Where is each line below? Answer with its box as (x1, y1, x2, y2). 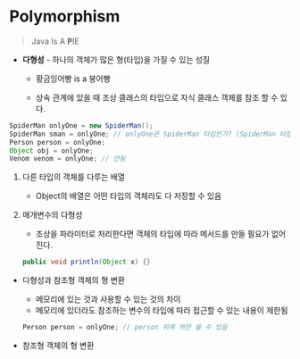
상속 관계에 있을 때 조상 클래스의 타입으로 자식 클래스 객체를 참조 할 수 (35, 92, 279, 103)
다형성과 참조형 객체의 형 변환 (21, 275, 125, 286)
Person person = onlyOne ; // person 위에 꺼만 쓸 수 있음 (21, 323, 228, 332)
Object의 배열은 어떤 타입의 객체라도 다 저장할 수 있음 (35, 190, 222, 202)
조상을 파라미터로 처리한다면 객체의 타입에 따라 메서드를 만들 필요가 (35, 229, 270, 239)
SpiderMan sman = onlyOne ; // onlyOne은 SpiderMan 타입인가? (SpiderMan (9, 129, 277, 138)
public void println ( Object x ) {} (21, 257, 151, 267)
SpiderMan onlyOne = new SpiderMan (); (9, 121, 154, 130)
